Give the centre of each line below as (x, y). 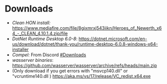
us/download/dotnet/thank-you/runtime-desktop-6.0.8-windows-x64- (85, 44)
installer (20, 49)
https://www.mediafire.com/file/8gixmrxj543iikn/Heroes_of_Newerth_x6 (87, 28)
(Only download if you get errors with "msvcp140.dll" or (70, 70)
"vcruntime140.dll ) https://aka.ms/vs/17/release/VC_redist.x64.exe (81, 76)
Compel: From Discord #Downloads (49, 55)
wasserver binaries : (33, 60)
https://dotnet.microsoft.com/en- (113, 39)
